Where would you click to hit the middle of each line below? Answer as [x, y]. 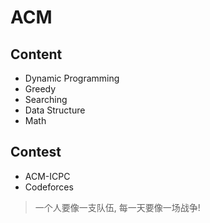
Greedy [40, 89]
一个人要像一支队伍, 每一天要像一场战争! [117, 207]
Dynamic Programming [72, 78]
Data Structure [55, 110]
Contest [36, 152]
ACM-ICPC [47, 176]
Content [36, 54]
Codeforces [49, 187]
